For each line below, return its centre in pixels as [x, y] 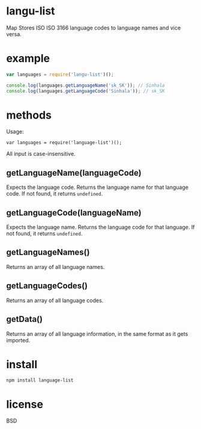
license [25, 404]
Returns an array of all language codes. [55, 300]
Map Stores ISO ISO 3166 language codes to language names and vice [94, 28]
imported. [18, 340]
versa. [14, 34]
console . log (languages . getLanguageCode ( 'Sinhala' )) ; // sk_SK [85, 91]
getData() [25, 319]
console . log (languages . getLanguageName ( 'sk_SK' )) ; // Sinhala [85, 85]
